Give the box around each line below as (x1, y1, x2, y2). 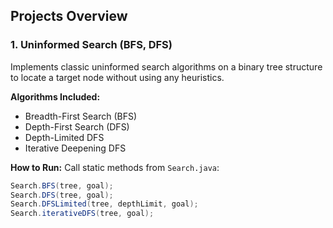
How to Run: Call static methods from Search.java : (10, 161, 220, 173)
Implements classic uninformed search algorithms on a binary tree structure (10, 60, 323, 73)
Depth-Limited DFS (24, 131, 105, 143)
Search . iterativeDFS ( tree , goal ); (10, 209, 155, 219)
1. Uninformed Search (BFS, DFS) (10, 38, 173, 52)
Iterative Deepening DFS (24, 142, 127, 154)
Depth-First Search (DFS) (24, 120, 130, 133)
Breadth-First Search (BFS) (24, 110, 138, 122)
